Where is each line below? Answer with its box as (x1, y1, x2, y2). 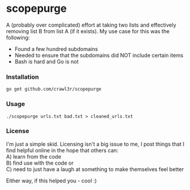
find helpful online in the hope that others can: (6, 147, 119, 154)
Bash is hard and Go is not (14, 58, 79, 65)
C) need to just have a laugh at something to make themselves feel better (6, 165, 184, 173)
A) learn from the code (6, 153, 61, 160)
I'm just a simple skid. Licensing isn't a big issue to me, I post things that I (6, 140, 185, 147)
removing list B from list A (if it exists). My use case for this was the (6, 27, 170, 34)
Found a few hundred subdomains (14, 45, 99, 52)
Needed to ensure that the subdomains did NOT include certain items (14, 51, 184, 59)
